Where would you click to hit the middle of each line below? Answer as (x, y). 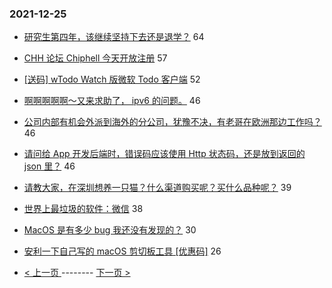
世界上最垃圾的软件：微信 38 (83, 209)
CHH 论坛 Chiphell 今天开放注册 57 (95, 58)
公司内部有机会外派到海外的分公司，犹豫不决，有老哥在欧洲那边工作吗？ (172, 122)
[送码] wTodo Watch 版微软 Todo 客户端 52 (112, 79)
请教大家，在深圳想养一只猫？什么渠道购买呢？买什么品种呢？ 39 (157, 188)
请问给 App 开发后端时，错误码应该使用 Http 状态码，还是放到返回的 (164, 154)
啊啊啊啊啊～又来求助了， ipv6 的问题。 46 (112, 101)
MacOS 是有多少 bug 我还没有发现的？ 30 (110, 230)
